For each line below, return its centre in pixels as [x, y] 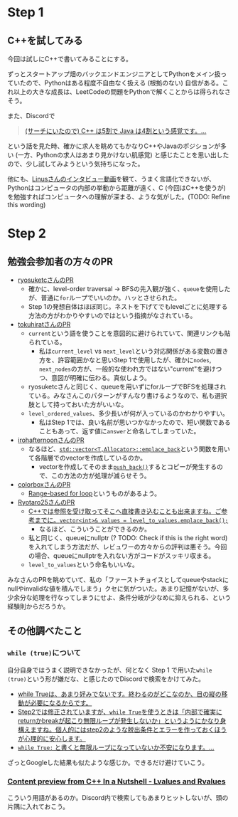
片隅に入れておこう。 [38, 806]
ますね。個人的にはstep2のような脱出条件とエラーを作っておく [122, 729]
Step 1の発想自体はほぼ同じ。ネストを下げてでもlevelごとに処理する [128, 306]
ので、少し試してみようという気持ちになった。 [76, 164]
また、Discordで [31, 116]
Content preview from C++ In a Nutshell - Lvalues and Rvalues [117, 781]
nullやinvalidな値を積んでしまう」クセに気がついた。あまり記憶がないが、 [115, 589]
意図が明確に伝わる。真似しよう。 [101, 378]
